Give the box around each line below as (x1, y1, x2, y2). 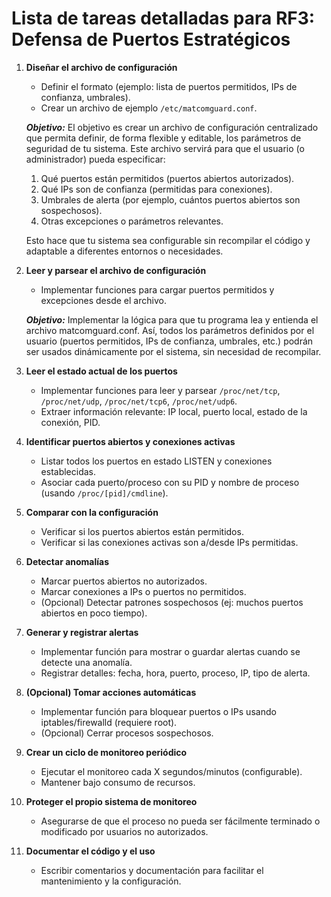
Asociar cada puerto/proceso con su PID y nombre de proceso (40, 476, 300, 488)
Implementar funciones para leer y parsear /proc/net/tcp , (40, 384, 281, 396)
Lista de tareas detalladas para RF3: (11, 7, 316, 30)
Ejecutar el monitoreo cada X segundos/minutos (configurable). (40, 765, 303, 777)
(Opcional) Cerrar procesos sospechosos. (40, 727, 214, 739)
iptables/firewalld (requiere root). (40, 716, 178, 728)
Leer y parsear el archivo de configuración (25, 264, 207, 276)
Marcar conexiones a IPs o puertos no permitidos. (40, 585, 247, 597)
